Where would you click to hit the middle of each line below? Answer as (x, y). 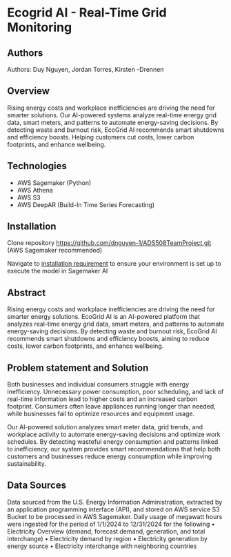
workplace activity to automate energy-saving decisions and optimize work (114, 434)
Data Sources (37, 486)
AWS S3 (29, 197)
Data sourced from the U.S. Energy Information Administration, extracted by (115, 502)
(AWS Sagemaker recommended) (55, 251)
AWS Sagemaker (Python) (54, 183)
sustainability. (27, 464)
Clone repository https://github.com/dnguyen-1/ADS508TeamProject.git (109, 243)
